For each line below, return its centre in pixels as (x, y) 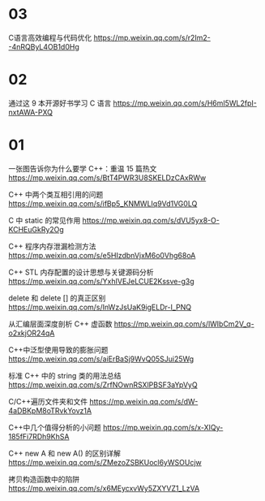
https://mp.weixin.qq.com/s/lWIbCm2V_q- (184, 324)
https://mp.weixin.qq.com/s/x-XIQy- (163, 427)
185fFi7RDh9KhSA (39, 436)
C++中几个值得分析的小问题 (55, 427)
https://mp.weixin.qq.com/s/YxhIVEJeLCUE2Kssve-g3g (101, 281)
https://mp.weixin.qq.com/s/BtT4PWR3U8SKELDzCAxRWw (107, 177)
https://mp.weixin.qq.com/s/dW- (143, 401)
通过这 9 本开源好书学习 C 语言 (60, 103)
